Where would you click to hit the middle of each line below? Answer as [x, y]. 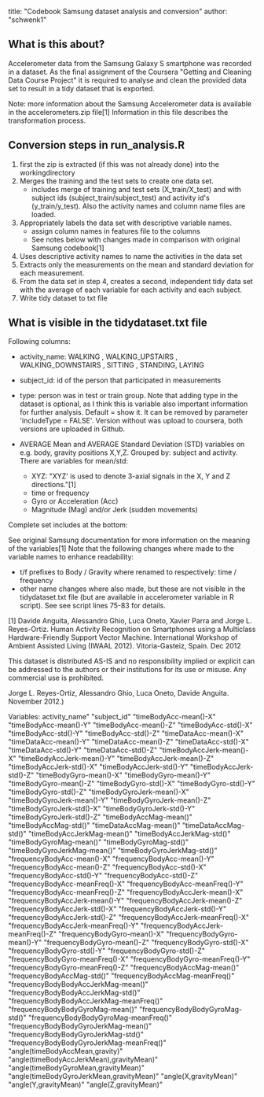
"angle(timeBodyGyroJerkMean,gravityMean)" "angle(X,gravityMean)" [123, 1077]
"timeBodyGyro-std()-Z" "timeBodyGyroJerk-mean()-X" [99, 792]
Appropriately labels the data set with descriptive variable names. [125, 223]
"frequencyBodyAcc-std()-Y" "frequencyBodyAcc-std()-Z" [103, 876]
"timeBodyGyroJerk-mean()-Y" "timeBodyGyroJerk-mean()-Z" [110, 800]
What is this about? [57, 44]
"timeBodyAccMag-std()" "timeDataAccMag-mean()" [94, 826]
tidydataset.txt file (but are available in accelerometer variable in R [126, 597]
